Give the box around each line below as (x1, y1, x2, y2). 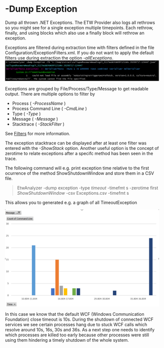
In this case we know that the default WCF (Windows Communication (5, 311, 144, 317)
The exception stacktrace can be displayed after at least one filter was (5, 140, 147, 146)
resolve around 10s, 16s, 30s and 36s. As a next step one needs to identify (5, 327, 155, 333)
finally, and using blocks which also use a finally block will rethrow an (5, 30, 145, 36)
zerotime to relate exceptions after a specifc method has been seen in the (5, 150, 153, 157)
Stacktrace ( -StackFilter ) (12, 121, 65, 127)
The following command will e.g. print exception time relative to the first (5, 165, 149, 171)
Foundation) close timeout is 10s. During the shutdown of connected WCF (5, 316, 154, 323)
